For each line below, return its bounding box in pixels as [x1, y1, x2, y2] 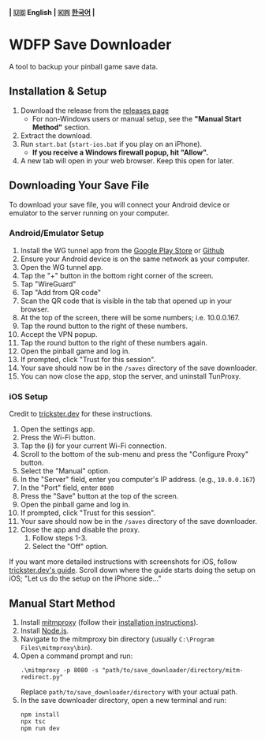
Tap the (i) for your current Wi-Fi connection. [20, 441, 167, 450]
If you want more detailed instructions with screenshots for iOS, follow [9, 557, 237, 566]
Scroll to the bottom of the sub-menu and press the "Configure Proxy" [20, 450, 249, 459]
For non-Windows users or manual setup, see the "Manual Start [32, 114, 242, 123]
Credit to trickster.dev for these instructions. [9, 409, 153, 419]
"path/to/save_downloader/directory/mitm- [102, 666, 244, 674]
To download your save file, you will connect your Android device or [9, 200, 230, 209]
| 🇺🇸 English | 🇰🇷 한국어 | [9, 8, 95, 17]
